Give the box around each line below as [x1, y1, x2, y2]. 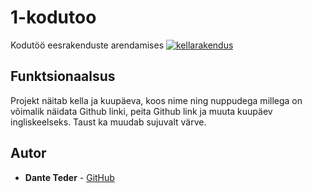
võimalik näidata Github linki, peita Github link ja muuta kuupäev [10, 105, 273, 117]
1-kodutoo [10, 6, 97, 29]
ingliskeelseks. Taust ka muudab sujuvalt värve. [10, 116, 207, 128]
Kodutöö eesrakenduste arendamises [10, 39, 165, 51]
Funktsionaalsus [10, 68, 116, 85]
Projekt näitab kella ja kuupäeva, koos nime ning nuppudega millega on [10, 94, 303, 106]
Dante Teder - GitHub [24, 171, 115, 183]
